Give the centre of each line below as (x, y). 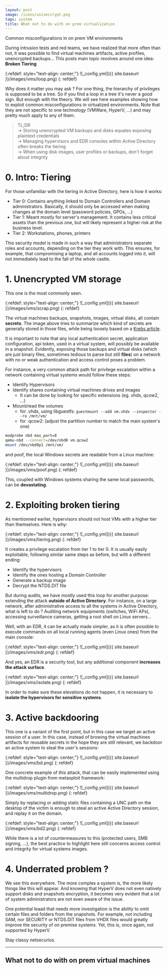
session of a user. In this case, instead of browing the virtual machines (78, 737)
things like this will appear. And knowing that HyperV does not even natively (83, 888)
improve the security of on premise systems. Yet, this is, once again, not (79, 925)
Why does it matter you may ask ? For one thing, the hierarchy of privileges (82, 89)
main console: (19, 637)
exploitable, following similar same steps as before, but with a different (78, 554)
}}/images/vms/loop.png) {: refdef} (41, 79)
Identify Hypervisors (33, 384)
